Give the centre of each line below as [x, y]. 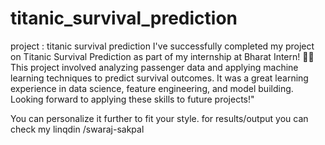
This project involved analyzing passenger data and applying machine [154, 67]
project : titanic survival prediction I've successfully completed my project [162, 46]
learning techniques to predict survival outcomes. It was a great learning [159, 78]
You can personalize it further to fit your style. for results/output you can [159, 118]
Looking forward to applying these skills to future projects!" [132, 99]
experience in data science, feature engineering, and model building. [152, 88]
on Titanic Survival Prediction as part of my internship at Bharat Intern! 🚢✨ [162, 56]
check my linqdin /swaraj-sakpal [77, 129]
